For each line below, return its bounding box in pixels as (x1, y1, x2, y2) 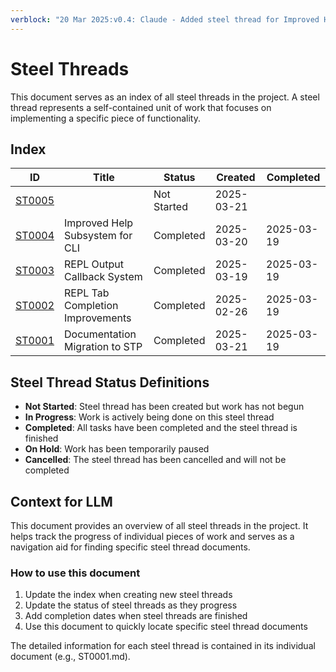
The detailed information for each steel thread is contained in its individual (10, 640, 316, 652)
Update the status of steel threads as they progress (24, 599, 238, 611)
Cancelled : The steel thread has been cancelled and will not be (24, 454, 287, 466)
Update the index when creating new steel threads (24, 589, 233, 601)
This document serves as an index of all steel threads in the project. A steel (10, 91, 320, 103)
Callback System (64, 270, 143, 284)
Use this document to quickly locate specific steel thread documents (24, 621, 308, 633)
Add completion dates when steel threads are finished (24, 610, 248, 622)
